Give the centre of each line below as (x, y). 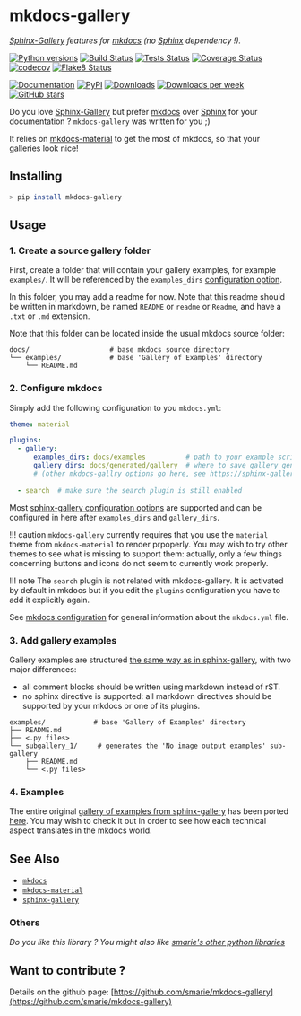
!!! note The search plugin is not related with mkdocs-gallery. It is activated (146, 581)
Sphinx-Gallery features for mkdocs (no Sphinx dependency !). (125, 40)
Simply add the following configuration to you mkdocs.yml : (116, 407)
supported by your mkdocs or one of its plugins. (111, 705)
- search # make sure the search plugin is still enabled (130, 490)
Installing (36, 176)
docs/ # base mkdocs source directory (120, 350)
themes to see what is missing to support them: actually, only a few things (146, 554)
